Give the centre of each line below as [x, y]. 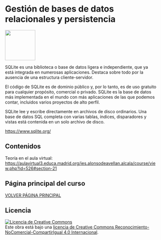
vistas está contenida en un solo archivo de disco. [55, 121]
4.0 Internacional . [81, 232]
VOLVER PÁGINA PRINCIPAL [33, 195]
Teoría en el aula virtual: [29, 158]
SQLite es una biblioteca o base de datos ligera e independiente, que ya [77, 67]
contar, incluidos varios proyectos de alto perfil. [52, 102]
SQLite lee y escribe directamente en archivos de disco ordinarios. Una [76, 111]
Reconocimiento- [132, 227]
